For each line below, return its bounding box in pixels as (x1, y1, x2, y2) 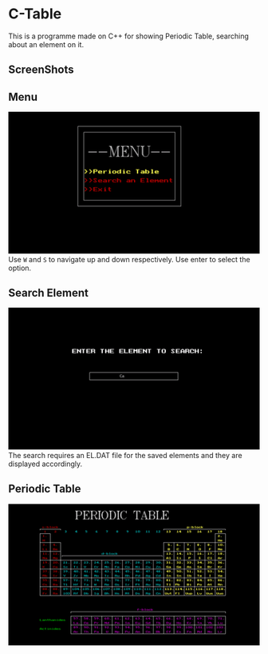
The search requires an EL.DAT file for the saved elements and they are (8, 450, 242, 460)
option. (8, 263, 32, 273)
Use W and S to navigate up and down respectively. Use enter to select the (8, 254, 250, 264)
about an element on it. (8, 39, 85, 49)
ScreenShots (8, 63, 74, 77)
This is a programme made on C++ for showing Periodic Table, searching (8, 31, 250, 41)
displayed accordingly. (8, 459, 83, 469)
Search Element (8, 286, 89, 300)
